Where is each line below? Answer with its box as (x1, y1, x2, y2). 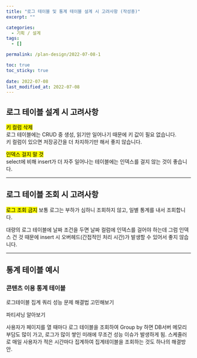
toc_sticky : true (6, 67, 49, 73)
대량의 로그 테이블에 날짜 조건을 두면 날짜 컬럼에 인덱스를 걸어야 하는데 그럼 (6, 226, 178, 233)
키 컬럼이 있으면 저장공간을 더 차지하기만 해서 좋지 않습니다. (6, 138, 142, 145)
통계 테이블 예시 (6, 265, 60, 275)
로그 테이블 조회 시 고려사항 (6, 190, 98, 200)
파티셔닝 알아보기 (6, 311, 46, 318)
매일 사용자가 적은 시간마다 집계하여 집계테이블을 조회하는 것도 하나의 (12, 338, 171, 345)
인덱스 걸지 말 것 (6, 151, 44, 158)
